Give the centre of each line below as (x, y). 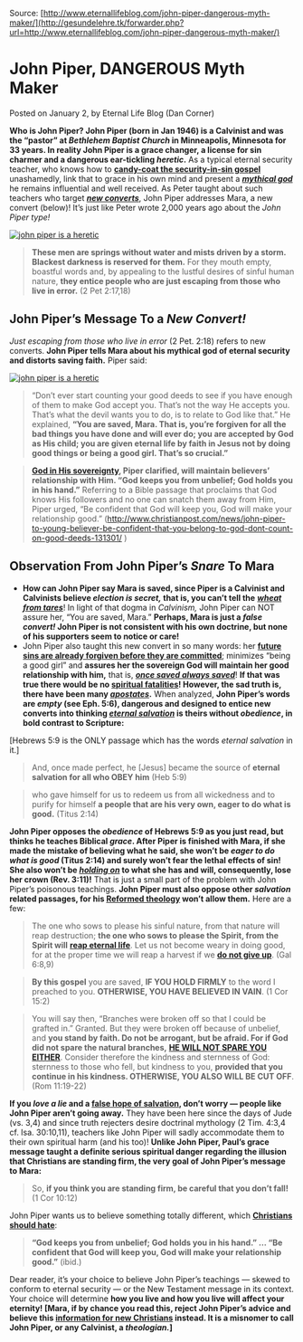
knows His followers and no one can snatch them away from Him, (154, 499)
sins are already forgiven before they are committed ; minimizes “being (156, 655)
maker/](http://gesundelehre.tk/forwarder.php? (97, 23)
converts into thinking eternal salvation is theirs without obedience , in (157, 713)
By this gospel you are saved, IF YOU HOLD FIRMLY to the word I (153, 982)
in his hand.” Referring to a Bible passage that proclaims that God (154, 490)
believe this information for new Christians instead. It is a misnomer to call (151, 1318)
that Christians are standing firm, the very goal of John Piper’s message (148, 1161)
